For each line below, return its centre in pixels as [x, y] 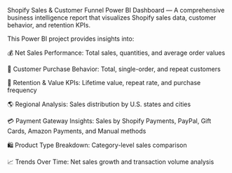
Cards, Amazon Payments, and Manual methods [77, 131]
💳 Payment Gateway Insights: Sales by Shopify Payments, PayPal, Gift [109, 121]
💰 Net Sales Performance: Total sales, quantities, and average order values [116, 53]
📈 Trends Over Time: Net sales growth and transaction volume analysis [111, 162]
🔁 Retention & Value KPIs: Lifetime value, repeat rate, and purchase [104, 83]
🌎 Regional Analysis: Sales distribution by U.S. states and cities [99, 104]
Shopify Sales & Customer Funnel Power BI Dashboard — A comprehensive [116, 10]
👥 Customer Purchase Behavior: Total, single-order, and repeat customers [114, 69]
